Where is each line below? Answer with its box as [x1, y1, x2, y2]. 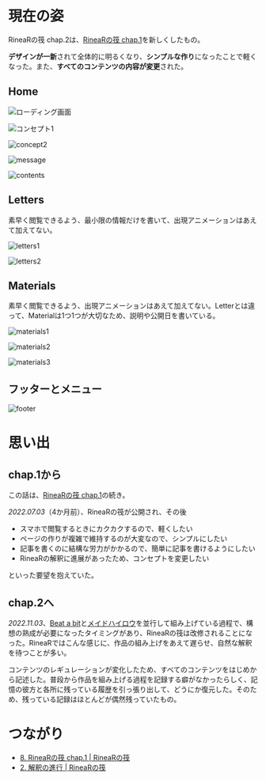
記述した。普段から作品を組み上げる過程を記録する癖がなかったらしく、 [14, 675, 251, 684]
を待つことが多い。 [8, 648, 71, 657]
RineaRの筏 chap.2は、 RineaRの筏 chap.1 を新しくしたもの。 [8, 35, 205, 44]
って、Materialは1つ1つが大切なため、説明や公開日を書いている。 [8, 311, 220, 320]
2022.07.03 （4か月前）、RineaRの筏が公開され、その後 [8, 507, 188, 517]
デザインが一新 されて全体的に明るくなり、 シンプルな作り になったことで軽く [8, 51, 257, 61]
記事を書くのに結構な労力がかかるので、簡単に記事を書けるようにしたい [19, 543, 256, 554]
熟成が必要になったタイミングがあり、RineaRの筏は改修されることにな [21, 628, 253, 638]
